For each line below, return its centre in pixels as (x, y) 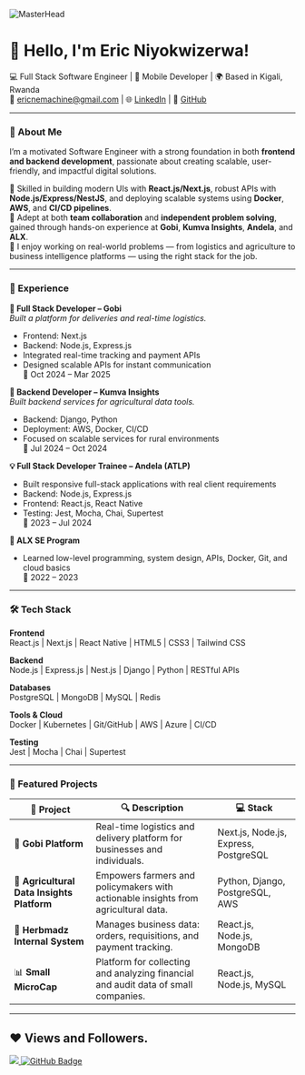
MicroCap (35, 987)
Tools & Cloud (36, 715)
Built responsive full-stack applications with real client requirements (149, 484)
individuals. (120, 861)
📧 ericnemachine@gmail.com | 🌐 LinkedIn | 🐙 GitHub (108, 99)
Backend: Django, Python (70, 419)
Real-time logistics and (145, 827)
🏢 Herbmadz (42, 930)
